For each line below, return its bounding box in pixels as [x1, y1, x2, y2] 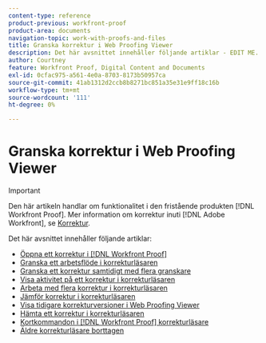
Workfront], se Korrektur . [8, 218, 90, 228]
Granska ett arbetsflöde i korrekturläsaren [19, 257, 158, 268]
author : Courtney [8, 57, 66, 65]
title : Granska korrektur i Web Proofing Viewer [8, 42, 173, 50]
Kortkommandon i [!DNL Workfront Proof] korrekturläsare [19, 317, 209, 327]
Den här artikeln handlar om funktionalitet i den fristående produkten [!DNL [8, 201, 255, 211]
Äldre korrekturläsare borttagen [19, 325, 125, 336]
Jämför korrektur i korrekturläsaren [19, 292, 136, 301]
